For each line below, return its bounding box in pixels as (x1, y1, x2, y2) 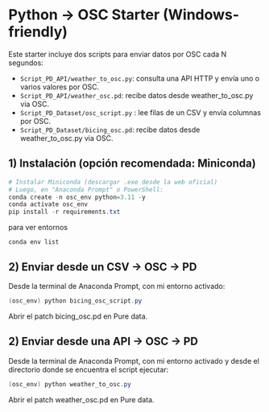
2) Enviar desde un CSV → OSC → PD (8, 260, 197, 274)
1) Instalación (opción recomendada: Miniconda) (8, 157, 256, 171)
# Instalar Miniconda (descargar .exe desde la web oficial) (8, 178, 218, 186)
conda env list (8, 238, 60, 246)
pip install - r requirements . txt (8, 208, 121, 216)
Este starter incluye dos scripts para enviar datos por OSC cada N (8, 49, 227, 59)
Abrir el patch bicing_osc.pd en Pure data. (8, 311, 148, 321)
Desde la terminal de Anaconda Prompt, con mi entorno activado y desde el (8, 356, 260, 365)
